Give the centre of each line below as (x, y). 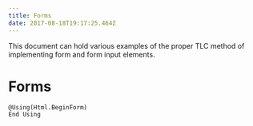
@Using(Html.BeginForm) (48, 108)
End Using (25, 115)
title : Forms (30, 16)
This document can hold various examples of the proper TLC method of (127, 45)
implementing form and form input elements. (82, 54)
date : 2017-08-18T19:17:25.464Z (62, 23)
